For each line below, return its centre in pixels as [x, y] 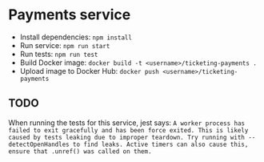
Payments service [70, 15]
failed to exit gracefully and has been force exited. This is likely [128, 130]
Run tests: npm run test [59, 54]
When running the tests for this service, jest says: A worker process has [127, 123]
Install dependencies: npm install [76, 37]
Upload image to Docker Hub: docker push [90, 71]
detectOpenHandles [39, 144]
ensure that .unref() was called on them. [80, 151]
